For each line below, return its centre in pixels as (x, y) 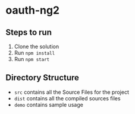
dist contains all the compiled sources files (67, 98)
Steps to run (29, 32)
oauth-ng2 (33, 10)
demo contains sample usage (49, 104)
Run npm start (32, 59)
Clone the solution (37, 46)
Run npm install (34, 53)
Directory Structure (43, 78)
